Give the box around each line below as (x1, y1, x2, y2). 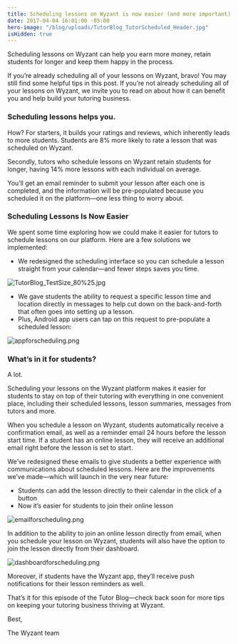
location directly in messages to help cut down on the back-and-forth (17, 299, 222, 308)
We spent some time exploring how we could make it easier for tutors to (7, 228, 219, 236)
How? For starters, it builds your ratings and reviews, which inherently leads (7, 128, 230, 136)
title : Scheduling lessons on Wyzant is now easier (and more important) (7, 10, 232, 18)
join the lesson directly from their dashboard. (7, 544, 140, 553)
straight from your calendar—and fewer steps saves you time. (17, 264, 200, 273)
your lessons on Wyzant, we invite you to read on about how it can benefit (7, 86, 226, 95)
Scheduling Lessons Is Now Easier (7, 211, 129, 221)
